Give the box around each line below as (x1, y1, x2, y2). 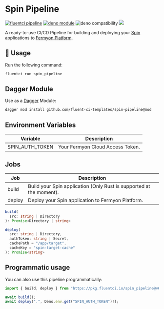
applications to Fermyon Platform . (5, 35, 73, 41)
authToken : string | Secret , (9, 236, 69, 241)
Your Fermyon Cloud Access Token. (58, 144, 140, 150)
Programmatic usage (5, 264, 70, 272)
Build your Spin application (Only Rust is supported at (28, 183, 150, 189)
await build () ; (5, 294, 36, 300)
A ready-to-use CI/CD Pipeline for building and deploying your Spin (5, 29, 141, 35)
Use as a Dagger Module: (5, 98, 56, 103)
